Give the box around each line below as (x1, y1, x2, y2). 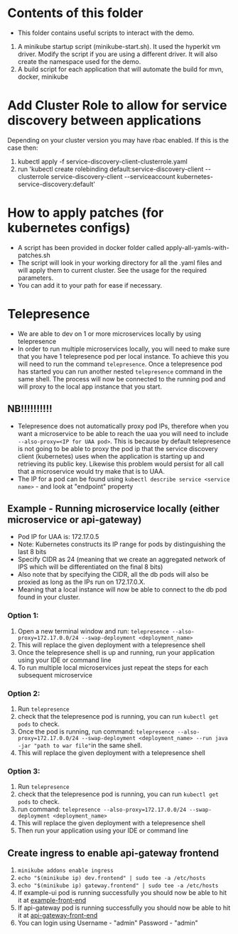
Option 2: (7, 688, 40, 698)
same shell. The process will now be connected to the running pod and (17, 374, 226, 383)
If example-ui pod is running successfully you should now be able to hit (17, 889, 227, 897)
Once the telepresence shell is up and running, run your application (17, 648, 215, 656)
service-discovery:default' (17, 180, 96, 188)
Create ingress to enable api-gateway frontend (7, 847, 220, 859)
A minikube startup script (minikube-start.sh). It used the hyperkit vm (17, 42, 221, 50)
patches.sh (17, 251, 51, 259)
